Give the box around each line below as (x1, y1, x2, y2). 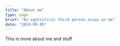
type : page (5, 12, 29, 17)
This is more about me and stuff (5, 36, 73, 42)
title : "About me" (5, 7, 44, 13)
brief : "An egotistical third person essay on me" (5, 17, 115, 22)
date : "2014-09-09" (5, 21, 47, 27)
